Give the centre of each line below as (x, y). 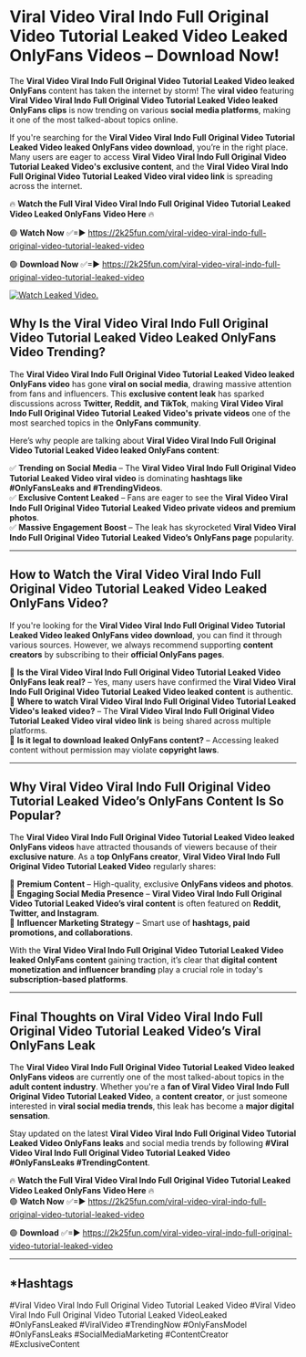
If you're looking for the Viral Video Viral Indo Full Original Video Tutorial (148, 625)
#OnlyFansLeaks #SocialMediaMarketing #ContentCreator (119, 1334)
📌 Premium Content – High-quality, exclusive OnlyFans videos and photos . (152, 884)
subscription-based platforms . (69, 980)
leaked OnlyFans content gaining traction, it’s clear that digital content (143, 960)
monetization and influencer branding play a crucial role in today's (136, 970)
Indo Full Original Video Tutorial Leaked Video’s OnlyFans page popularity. (152, 537)
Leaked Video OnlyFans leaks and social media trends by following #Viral (149, 1143)
